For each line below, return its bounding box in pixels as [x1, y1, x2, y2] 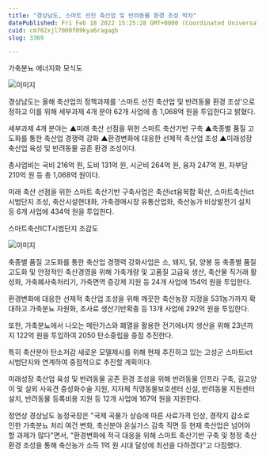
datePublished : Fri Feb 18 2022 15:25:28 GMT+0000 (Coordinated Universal [8, 19, 260, 27]
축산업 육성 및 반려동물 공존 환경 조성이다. [8, 143, 137, 153]
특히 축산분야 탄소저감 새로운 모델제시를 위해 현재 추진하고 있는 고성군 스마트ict [8, 348, 253, 357]
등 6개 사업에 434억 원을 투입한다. [8, 207, 115, 216]
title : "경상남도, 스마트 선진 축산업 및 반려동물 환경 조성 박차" [8, 11, 197, 20]
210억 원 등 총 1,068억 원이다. [8, 170, 101, 180]
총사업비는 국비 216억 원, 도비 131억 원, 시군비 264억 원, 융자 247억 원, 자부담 [8, 160, 248, 170]
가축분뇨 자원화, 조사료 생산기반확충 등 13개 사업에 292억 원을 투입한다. [28, 304, 249, 314]
